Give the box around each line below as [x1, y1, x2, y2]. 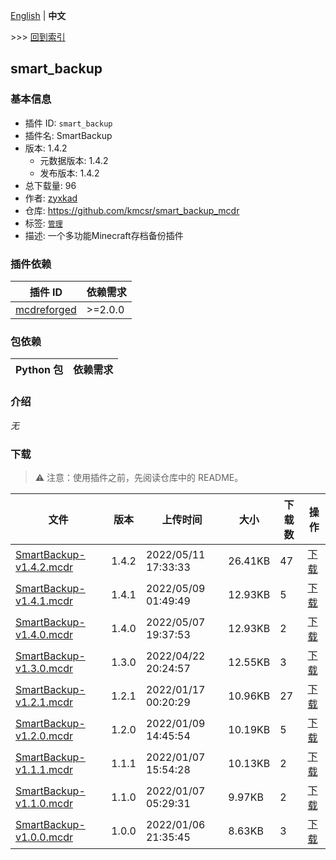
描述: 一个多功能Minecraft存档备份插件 [24, 229, 184, 241]
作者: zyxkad [24, 192, 78, 204]
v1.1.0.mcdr [15, 796, 73, 810]
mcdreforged [15, 302, 77, 316]
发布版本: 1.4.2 [39, 167, 100, 179]
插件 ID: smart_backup [24, 117, 113, 129]
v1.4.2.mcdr [15, 560, 73, 574]
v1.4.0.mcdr [15, 627, 73, 641]
